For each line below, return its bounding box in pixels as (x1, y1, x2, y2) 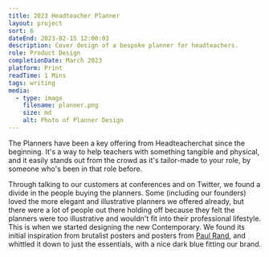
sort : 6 (8, 27, 35, 35)
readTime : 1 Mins (8, 71, 67, 80)
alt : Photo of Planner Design (22, 116, 124, 124)
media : (8, 86, 31, 95)
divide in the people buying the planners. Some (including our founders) (8, 188, 247, 198)
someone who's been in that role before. (8, 164, 143, 173)
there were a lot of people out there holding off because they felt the (8, 205, 235, 214)
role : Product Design (8, 49, 81, 57)
